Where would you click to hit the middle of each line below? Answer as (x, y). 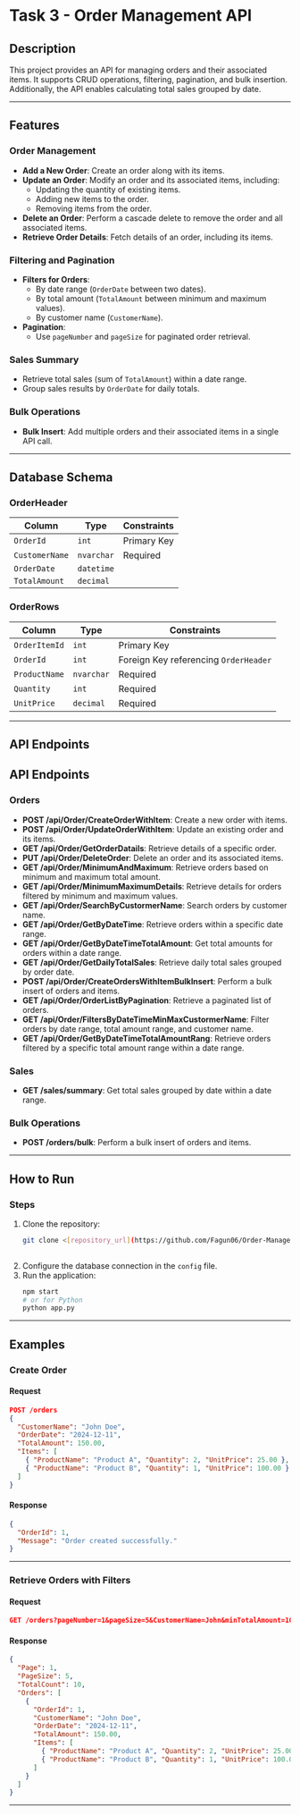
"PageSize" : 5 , (46, 1676)
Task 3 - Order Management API (131, 16)
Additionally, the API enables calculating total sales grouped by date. (135, 89)
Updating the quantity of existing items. (108, 190)
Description (42, 49)
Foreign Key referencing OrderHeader (195, 660)
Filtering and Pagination (62, 260)
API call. (37, 441)
